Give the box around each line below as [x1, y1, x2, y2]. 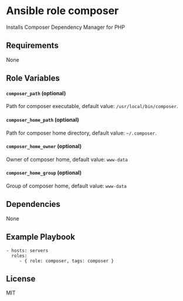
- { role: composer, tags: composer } [19, 257, 114, 264]
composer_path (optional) [6, 89, 66, 96]
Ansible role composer [6, 4, 119, 18]
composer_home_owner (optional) [6, 143, 82, 150]
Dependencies [6, 199, 60, 209]
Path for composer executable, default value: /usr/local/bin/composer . [6, 103, 178, 110]
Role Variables [6, 73, 60, 83]
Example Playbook [6, 232, 75, 242]
